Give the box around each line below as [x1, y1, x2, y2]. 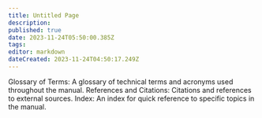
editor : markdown [8, 48, 65, 56]
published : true [8, 26, 62, 34]
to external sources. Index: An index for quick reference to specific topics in [8, 94, 255, 103]
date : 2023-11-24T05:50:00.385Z [8, 33, 114, 42]
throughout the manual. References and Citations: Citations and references [8, 85, 252, 94]
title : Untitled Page [8, 11, 80, 20]
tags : [8, 41, 26, 49]
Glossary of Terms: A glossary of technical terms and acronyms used [8, 76, 234, 87]
